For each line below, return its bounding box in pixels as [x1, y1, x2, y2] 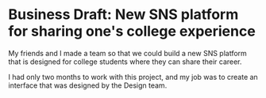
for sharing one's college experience [8, 22, 256, 40]
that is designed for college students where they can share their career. [8, 57, 242, 66]
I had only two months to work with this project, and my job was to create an [8, 72, 258, 81]
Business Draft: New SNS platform [8, 6, 239, 24]
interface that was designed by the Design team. [8, 81, 168, 90]
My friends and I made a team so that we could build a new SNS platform [8, 48, 248, 58]
